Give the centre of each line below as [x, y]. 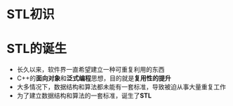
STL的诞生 [37, 49]
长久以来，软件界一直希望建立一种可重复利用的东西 [91, 70]
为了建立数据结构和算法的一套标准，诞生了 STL [84, 96]
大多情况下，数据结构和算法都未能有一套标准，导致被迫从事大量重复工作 [121, 87]
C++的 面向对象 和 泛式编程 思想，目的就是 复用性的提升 [94, 78]
